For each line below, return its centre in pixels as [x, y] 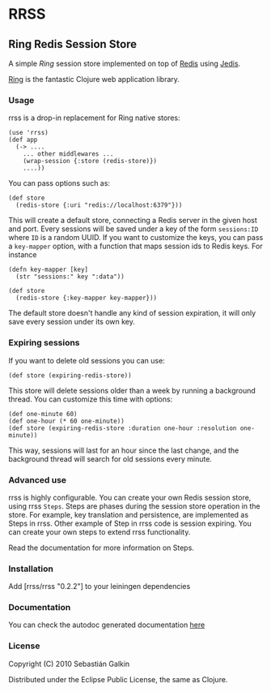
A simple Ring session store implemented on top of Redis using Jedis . [125, 63]
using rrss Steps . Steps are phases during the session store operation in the [134, 506]
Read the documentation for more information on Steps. [101, 548]
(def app [23, 140]
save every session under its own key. [72, 322]
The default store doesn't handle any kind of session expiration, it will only [132, 313]
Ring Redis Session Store [73, 44]
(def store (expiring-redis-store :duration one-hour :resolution [123, 428]
